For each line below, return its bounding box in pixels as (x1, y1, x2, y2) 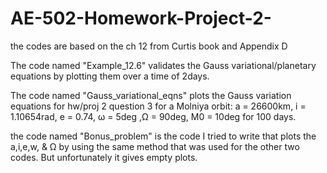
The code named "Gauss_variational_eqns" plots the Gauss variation (10, 89, 292, 101)
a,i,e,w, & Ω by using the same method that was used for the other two (10, 140, 300, 152)
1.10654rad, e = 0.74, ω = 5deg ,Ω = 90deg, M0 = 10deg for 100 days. (10, 110, 297, 122)
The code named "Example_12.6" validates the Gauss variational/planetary (10, 59, 317, 71)
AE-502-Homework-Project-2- (10, 7, 272, 30)
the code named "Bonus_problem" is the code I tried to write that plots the (10, 130, 317, 142)
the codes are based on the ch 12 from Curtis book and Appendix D (10, 40, 288, 52)
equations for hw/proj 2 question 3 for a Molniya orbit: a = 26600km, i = (10, 100, 307, 112)
